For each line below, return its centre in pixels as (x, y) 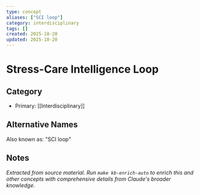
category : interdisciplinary (43, 23)
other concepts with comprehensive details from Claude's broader (89, 179)
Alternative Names (42, 124)
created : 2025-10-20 (32, 34)
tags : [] (17, 28)
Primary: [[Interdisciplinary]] (50, 106)
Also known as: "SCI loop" (39, 139)
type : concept (24, 12)
